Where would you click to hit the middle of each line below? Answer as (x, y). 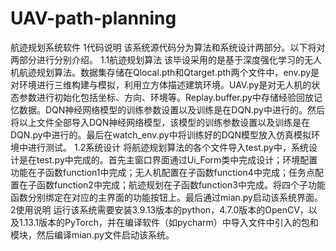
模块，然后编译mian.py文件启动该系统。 (92, 234)
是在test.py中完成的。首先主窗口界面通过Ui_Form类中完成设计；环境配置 (168, 159)
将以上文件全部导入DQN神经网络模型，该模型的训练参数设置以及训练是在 (160, 122)
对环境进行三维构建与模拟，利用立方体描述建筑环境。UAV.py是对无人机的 (161, 84)
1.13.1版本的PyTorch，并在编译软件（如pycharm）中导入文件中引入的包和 (168, 222)
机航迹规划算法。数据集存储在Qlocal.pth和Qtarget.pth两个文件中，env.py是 (165, 72)
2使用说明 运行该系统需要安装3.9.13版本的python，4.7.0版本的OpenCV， (159, 209)
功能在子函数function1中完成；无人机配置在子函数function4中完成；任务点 (162, 172)
